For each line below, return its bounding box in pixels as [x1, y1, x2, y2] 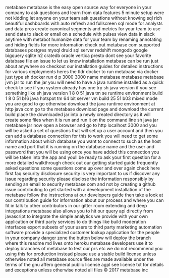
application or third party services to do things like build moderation [5, 219, 146, 225]
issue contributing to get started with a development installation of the [5, 187, 151, 192]
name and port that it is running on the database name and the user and [5, 144, 155, 149]
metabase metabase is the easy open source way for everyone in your [5, 5, 152, 10]
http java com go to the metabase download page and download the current [5, 106, 163, 112]
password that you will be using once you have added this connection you [5, 149, 159, 155]
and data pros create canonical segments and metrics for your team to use [5, 26, 160, 32]
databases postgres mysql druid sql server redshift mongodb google [5, 47, 148, 53]
